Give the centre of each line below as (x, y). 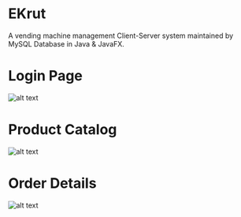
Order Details (52, 183)
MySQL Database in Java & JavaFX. (66, 43)
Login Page (45, 76)
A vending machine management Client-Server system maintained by (121, 36)
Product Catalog (63, 130)
